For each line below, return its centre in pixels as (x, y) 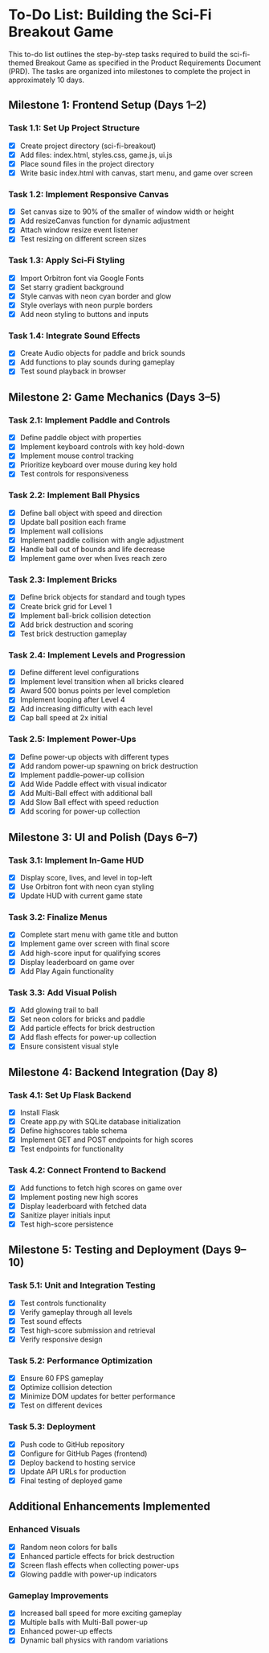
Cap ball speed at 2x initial (64, 718)
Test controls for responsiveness (74, 474)
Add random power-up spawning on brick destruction (109, 765)
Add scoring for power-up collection (80, 811)
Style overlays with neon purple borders (86, 305)
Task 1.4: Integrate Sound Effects (74, 336)
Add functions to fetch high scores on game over (101, 1188)
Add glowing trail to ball (59, 1010)
